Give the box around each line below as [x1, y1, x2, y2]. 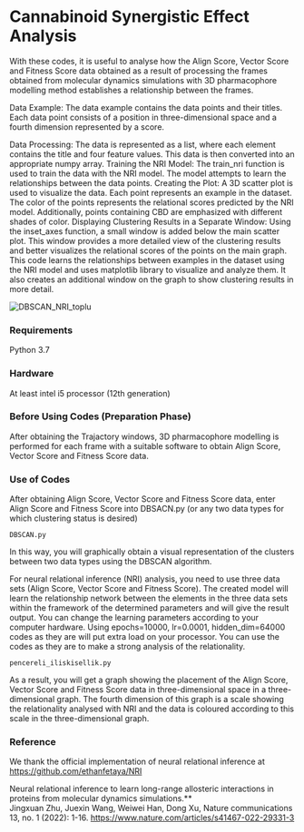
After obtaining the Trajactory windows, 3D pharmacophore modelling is [9, 431, 279, 442]
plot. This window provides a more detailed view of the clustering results [9, 235, 281, 246]
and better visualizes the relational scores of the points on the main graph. [9, 245, 288, 256]
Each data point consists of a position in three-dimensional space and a [9, 112, 277, 122]
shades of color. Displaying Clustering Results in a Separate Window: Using [9, 216, 292, 227]
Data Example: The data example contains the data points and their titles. [9, 102, 283, 113]
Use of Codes [9, 473, 71, 485]
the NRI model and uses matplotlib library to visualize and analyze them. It [9, 264, 286, 275]
